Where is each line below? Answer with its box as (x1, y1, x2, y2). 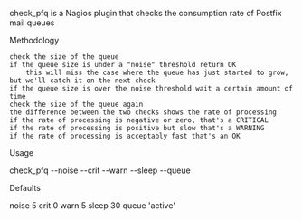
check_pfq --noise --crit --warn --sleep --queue (9, 165, 192, 176)
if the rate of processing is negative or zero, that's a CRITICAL (9, 116, 269, 125)
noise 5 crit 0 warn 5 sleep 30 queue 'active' (9, 200, 176, 211)
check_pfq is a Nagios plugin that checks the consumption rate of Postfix (9, 8, 282, 18)
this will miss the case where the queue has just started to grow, (25, 68, 289, 77)
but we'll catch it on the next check (9, 76, 156, 85)
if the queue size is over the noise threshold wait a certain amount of (9, 84, 294, 93)
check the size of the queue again (9, 100, 144, 109)
